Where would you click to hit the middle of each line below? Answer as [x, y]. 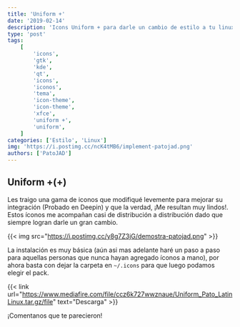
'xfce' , [44, 114]
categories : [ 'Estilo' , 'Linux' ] [57, 140]
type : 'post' [27, 34]
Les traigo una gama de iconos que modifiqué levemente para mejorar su [115, 199]
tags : [15, 41]
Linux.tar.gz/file [30, 301]
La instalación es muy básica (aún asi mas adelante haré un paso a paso [114, 250]
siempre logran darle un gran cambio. [63, 222]
